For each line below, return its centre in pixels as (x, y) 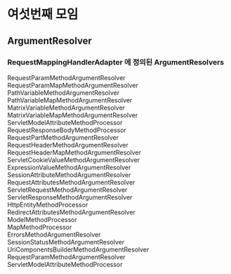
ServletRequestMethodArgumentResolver (67, 190)
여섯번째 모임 (43, 14)
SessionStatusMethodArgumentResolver (66, 242)
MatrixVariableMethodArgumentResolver (66, 107)
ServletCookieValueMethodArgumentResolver (74, 159)
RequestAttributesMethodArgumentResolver (71, 182)
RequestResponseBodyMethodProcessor (67, 130)
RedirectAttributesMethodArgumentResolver (71, 212)
